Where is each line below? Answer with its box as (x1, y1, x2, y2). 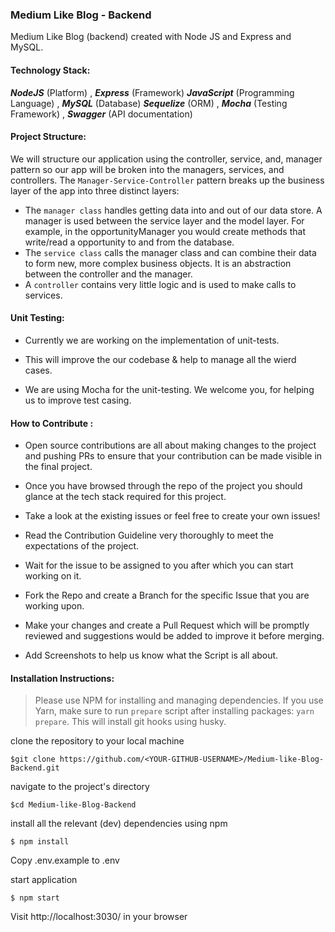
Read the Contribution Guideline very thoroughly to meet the (24, 529, 274, 542)
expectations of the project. (24, 540, 140, 552)
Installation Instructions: (10, 672, 115, 684)
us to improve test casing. (24, 394, 132, 406)
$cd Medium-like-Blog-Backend (10, 800, 137, 810)
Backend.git (10, 763, 60, 773)
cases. (24, 364, 53, 376)
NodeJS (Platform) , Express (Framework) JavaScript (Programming (10, 86, 295, 98)
